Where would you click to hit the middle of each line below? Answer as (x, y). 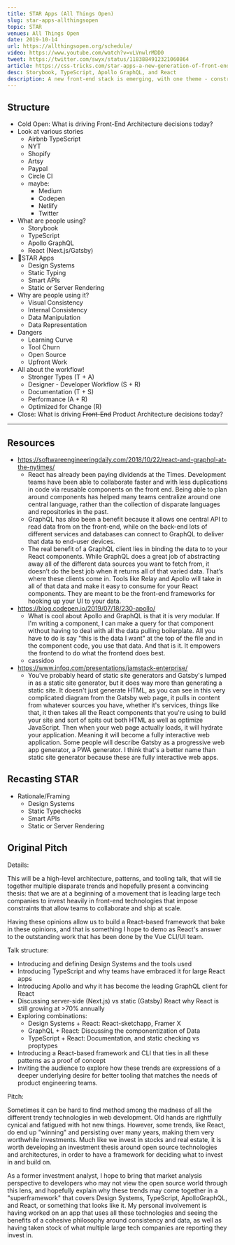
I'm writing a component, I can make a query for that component (121, 623)
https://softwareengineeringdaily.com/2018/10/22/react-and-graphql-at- (122, 460)
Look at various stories (50, 132)
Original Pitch (37, 848)
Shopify (39, 154)
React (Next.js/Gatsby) (60, 251)
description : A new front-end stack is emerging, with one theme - (108, 79)
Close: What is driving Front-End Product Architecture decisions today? (120, 415)
